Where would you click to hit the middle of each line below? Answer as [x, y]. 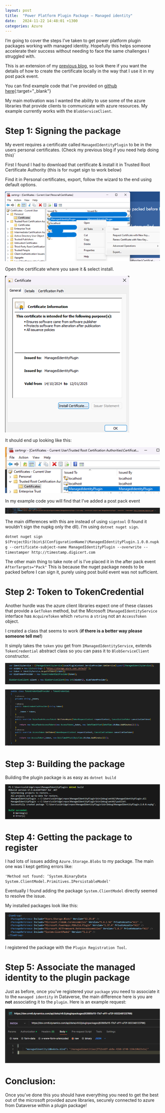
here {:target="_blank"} [28, 91]
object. [12, 621]
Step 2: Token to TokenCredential [74, 592]
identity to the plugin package [68, 978]
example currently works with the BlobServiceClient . [59, 111]
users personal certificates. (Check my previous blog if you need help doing [82, 150]
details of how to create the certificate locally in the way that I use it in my [80, 71]
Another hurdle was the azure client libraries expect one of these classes [79, 606]
